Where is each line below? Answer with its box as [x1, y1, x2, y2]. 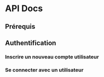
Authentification [5, 38, 56, 47]
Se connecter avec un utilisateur [5, 66, 84, 73]
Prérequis [5, 22, 36, 31]
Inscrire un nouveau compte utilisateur [5, 53, 99, 60]
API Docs [5, 3, 43, 14]
